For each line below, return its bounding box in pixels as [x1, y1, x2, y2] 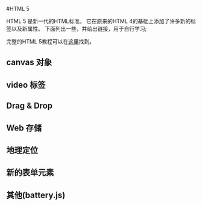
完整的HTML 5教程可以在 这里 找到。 [6, 38, 95, 45]
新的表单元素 [6, 167, 54, 178]
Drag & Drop [6, 101, 53, 111]
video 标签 [6, 80, 46, 90]
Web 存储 [6, 123, 42, 133]
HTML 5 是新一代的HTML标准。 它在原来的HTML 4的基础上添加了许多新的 [6, 18, 191, 25]
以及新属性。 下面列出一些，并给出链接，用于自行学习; [11, 25, 147, 32]
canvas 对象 [6, 57, 52, 68]
